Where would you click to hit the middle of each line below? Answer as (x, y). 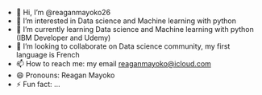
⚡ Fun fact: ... (38, 84)
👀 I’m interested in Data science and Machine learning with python (126, 21)
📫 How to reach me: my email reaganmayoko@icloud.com (114, 63)
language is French (48, 55)
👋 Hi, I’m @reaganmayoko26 (63, 12)
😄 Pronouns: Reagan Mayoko (65, 75)
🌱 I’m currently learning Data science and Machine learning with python (135, 29)
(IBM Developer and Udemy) (63, 38)
